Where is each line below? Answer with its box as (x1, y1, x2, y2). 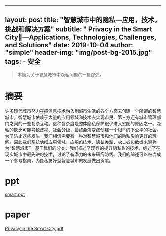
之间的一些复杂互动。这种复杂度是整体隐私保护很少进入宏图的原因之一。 (9, 120, 157, 126)
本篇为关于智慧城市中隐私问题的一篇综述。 (17, 71, 104, 77)
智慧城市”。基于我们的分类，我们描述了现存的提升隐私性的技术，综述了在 (11, 145, 161, 151)
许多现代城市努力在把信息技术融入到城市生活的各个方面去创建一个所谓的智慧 (5, 108, 161, 114)
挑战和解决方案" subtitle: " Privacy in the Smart (5, 25, 152, 34)
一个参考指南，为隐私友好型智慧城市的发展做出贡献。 (5, 157, 114, 163)
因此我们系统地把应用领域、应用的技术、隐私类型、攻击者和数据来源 (13, 139, 152, 145)
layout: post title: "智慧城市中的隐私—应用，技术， (5, 16, 161, 24)
